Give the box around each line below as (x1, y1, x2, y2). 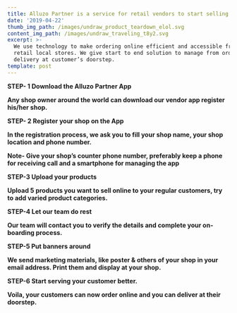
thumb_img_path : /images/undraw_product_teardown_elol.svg (7, 23, 185, 30)
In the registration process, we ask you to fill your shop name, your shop (7, 130, 224, 139)
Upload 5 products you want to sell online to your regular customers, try (7, 186, 223, 194)
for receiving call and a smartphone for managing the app (7, 159, 180, 167)
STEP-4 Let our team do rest (7, 207, 92, 215)
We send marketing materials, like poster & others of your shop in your (7, 255, 219, 264)
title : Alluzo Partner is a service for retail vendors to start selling (7, 10, 229, 18)
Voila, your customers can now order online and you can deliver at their (7, 290, 221, 299)
